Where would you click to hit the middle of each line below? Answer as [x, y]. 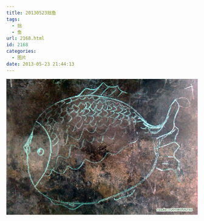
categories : [21, 52]
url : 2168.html [25, 39]
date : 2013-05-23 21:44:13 [40, 64]
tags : [13, 19]
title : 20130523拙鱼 [31, 13]
